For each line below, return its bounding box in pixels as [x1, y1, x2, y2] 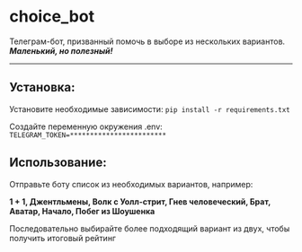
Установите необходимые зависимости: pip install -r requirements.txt [9, 103, 290, 114]
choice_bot [9, 6, 95, 27]
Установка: [9, 80, 75, 95]
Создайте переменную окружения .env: [9, 121, 164, 132]
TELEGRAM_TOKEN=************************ [9, 130, 167, 140]
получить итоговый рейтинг [9, 232, 117, 243]
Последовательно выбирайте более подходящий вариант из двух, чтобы [9, 222, 290, 234]
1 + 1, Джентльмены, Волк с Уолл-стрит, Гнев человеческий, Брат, [9, 196, 271, 207]
